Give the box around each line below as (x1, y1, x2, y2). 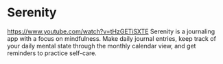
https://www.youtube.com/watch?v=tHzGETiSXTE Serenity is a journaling (7, 27, 215, 35)
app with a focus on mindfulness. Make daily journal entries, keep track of (7, 34, 216, 42)
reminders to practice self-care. (7, 49, 97, 57)
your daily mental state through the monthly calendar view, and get (7, 42, 196, 50)
